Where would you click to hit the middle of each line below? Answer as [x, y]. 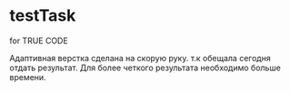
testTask [43, 16]
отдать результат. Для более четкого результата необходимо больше [145, 68]
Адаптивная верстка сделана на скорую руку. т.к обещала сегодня [140, 58]
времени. [28, 77]
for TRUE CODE [39, 41]
